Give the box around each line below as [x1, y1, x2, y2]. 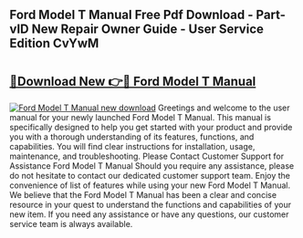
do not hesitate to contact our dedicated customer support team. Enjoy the [9, 171, 290, 181]
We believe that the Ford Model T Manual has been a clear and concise [9, 190, 277, 200]
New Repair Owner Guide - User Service [31, 22, 265, 37]
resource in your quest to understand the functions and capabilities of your [9, 200, 292, 210]
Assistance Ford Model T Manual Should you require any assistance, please [9, 160, 295, 171]
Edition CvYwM [9, 36, 99, 51]
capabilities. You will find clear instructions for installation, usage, [9, 141, 256, 151]
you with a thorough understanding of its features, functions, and [9, 131, 255, 142]
